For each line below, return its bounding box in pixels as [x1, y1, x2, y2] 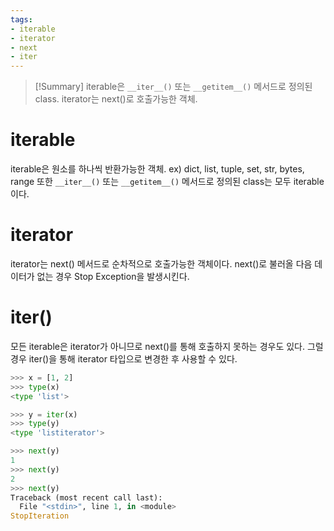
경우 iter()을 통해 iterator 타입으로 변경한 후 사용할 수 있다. [10, 352, 238, 365]
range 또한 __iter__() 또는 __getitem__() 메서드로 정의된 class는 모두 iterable [10, 176, 325, 188]
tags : [10, 14, 33, 25]
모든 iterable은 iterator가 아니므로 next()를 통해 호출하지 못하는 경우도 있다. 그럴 [10, 340, 324, 352]
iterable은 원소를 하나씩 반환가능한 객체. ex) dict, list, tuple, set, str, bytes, [10, 163, 305, 175]
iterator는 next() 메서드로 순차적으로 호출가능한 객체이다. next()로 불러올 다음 [10, 258, 313, 270]
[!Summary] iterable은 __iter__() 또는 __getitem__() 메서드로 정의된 [34, 81, 313, 93]
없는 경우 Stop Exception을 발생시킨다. [36, 271, 190, 282]
